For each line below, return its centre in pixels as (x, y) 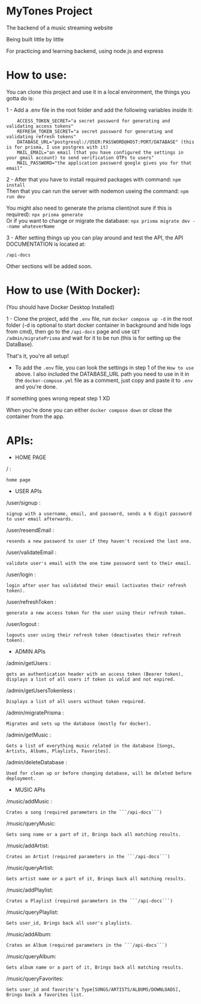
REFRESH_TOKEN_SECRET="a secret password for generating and (95, 131)
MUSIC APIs (30, 790)
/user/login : (21, 574)
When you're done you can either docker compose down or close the (89, 410)
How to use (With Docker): (73, 291)
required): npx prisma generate (45, 214)
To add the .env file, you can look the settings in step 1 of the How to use (104, 367)
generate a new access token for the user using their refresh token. (96, 613)
